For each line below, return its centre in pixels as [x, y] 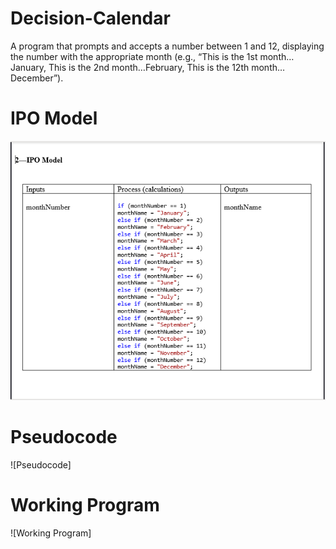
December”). [37, 78]
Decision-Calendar [90, 18]
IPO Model [54, 118]
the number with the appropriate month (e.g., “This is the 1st [134, 56]
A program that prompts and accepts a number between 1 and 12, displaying [167, 46]
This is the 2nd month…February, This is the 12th [149, 67]
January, [28, 67]
